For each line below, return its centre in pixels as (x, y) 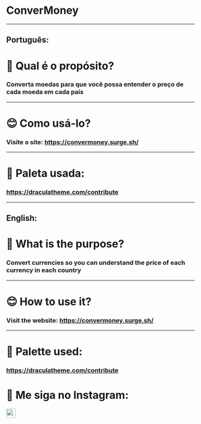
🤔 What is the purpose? (65, 244)
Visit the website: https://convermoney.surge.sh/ (80, 320)
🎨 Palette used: (44, 352)
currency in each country (44, 270)
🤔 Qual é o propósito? (60, 66)
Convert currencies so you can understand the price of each (96, 263)
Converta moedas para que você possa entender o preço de (95, 85)
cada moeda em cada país (45, 92)
